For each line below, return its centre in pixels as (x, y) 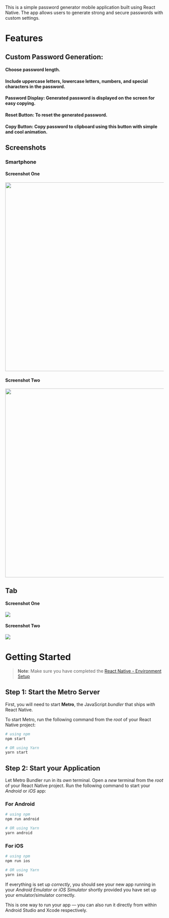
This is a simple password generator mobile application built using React (80, 7)
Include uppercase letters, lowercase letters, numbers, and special (77, 81)
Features (24, 39)
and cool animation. (26, 132)
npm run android (22, 819)
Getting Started (38, 657)
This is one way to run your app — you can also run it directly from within (81, 905)
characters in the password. (35, 86)
